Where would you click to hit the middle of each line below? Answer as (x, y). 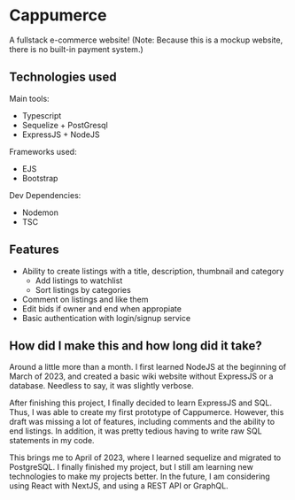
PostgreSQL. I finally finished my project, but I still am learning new (132, 467)
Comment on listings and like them (85, 299)
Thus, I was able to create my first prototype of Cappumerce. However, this (147, 412)
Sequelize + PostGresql (65, 125)
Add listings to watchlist (79, 281)
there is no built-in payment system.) (76, 49)
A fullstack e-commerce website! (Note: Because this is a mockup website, (146, 40)
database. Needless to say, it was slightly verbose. (102, 386)
